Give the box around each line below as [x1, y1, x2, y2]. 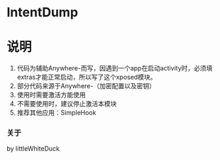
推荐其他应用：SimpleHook [16, 108, 97, 117]
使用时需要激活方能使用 [16, 90, 86, 100]
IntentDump [6, 4, 79, 21]
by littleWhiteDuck [6, 144, 60, 153]
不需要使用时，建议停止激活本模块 [16, 100, 117, 108]
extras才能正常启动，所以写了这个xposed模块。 [16, 73, 157, 82]
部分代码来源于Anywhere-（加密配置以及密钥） [16, 82, 155, 90]
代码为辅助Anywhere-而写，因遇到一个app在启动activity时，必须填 [16, 64, 213, 73]
